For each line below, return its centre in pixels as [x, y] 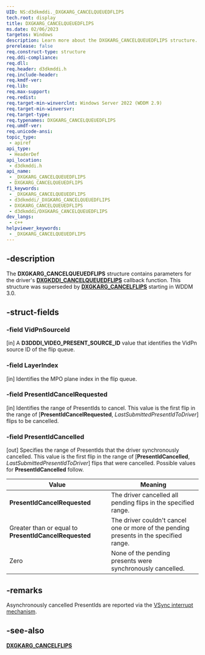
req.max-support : [28, 92]
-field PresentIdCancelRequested [57, 394]
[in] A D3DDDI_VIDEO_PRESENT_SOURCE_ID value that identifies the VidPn [102, 343]
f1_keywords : [23, 189]
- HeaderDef [24, 154]
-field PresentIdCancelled [45, 436]
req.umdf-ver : [24, 126]
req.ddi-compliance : [33, 58]
